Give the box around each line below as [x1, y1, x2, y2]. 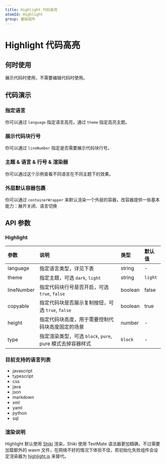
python [12, 410, 27, 416]
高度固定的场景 [49, 323, 84, 330]
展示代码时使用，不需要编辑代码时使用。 [5, 75, 87, 81]
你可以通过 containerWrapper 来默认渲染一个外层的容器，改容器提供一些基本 [5, 197, 160, 203]
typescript [12, 373, 34, 379]
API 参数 [5, 219, 31, 228]
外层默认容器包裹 [5, 184, 46, 191]
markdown [12, 394, 35, 400]
